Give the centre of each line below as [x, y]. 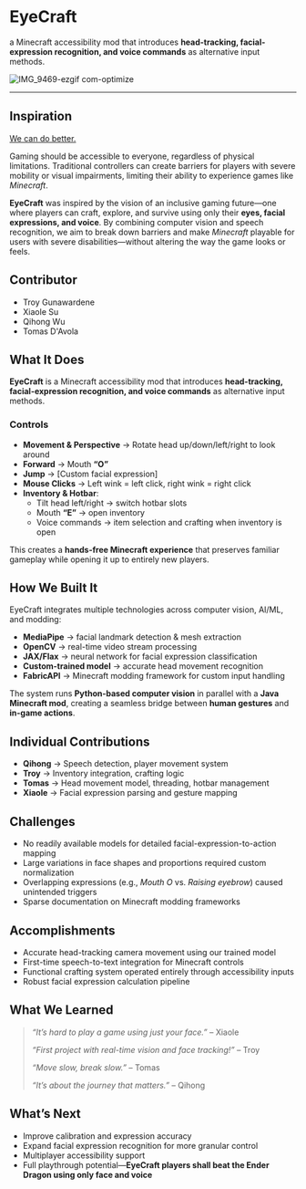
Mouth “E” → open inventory [91, 512]
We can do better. [43, 138]
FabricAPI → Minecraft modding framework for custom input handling [153, 676]
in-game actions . [42, 713]
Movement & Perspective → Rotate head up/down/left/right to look [149, 444]
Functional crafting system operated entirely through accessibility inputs [158, 971]
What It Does [47, 359]
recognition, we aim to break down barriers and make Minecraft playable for [152, 232]
